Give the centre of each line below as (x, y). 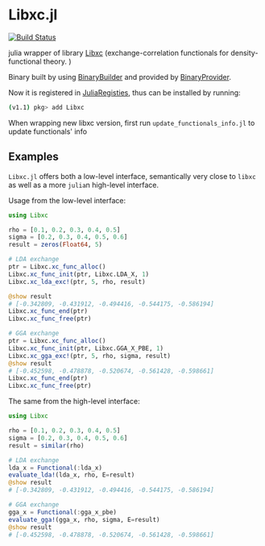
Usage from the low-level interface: (67, 200)
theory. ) (57, 61)
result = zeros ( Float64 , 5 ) (56, 245)
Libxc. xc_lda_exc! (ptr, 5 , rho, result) (77, 281)
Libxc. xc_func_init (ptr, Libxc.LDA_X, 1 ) (79, 274)
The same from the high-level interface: (74, 402)
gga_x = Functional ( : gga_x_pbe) (62, 512)
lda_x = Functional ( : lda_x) (56, 468)
